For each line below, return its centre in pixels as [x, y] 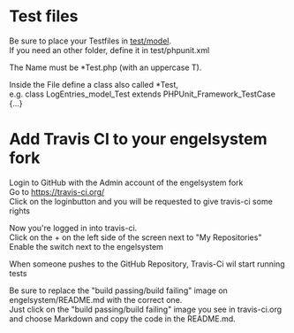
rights [20, 211]
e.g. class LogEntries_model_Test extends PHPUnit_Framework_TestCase [143, 94]
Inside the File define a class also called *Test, [94, 84]
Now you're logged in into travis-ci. [73, 228]
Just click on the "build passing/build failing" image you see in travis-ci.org [146, 309]
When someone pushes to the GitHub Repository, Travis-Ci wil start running [147, 264]
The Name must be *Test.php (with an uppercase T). [106, 67]
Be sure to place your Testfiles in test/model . [90, 41]
